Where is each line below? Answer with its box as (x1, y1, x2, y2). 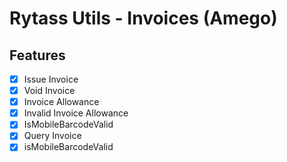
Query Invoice (23, 130, 82, 142)
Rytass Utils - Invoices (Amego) (9, 7, 278, 30)
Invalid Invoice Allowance (23, 107, 129, 119)
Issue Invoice (23, 73, 79, 85)
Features (9, 47, 66, 64)
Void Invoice (23, 85, 76, 97)
